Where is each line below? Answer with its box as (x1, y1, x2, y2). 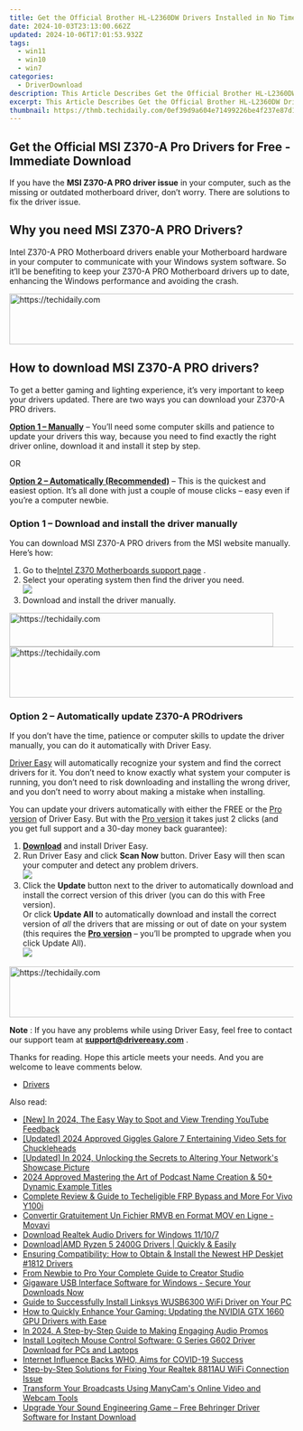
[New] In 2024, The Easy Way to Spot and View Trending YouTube (22, 1114, 269, 1125)
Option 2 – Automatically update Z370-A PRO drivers (9, 710, 243, 722)
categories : (9, 72, 54, 81)
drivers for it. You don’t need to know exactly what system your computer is (9, 767, 291, 778)
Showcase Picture (22, 1163, 90, 1173)
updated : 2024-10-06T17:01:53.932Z (9, 30, 143, 39)
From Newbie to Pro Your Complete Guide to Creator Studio (22, 1267, 244, 1279)
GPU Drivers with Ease (22, 1316, 107, 1327)
